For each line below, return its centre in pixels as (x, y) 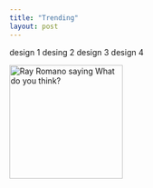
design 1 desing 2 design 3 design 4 (76, 52)
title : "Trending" (44, 18)
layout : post (34, 26)
